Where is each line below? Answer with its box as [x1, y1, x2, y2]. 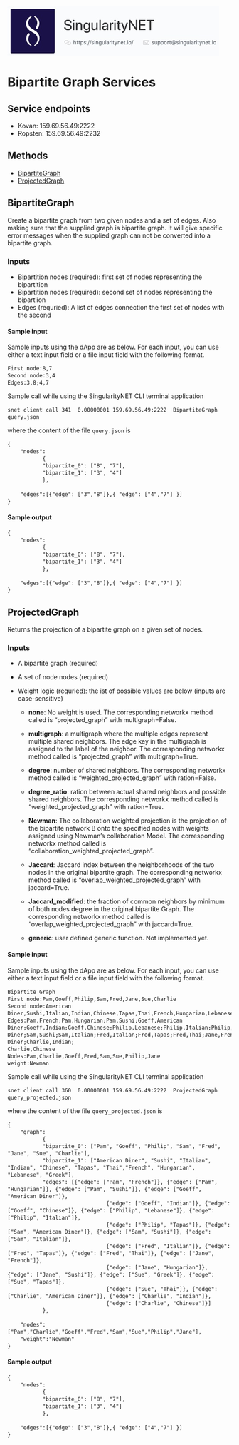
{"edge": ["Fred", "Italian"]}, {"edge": [105, 1242, 231, 1249]
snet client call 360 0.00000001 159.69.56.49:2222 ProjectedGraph [7, 1087, 218, 1094]
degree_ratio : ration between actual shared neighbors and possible [28, 788, 227, 796]
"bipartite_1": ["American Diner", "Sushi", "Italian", [42, 1157, 212, 1164]
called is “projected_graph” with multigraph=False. [28, 716, 176, 724]
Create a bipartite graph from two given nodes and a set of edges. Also [7, 216, 216, 224]
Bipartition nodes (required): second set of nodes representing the [17, 288, 213, 296]
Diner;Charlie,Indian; [7, 1038, 75, 1045]
